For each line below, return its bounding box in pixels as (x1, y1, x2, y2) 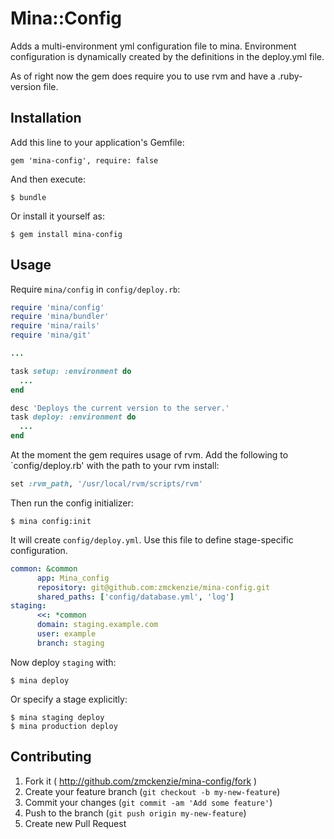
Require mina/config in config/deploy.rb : (10, 283, 181, 295)
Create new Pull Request (24, 817, 127, 829)
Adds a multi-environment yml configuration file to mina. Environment (10, 40, 297, 52)
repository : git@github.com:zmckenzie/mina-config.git (36, 582, 271, 592)
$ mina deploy (10, 675, 70, 686)
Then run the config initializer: (10, 497, 134, 509)
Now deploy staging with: (10, 656, 117, 668)
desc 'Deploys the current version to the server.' (10, 403, 230, 413)
